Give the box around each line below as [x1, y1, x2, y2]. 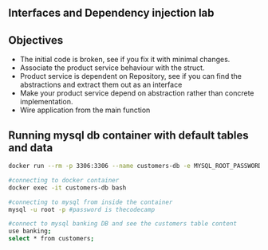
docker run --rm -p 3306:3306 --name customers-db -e [8, 162, 191, 170]
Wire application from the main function [19, 105, 151, 115]
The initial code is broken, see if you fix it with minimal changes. [19, 55, 231, 64]
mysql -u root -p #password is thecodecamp [8, 205, 156, 213]
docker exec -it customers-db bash [8, 183, 127, 192]
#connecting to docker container [8, 176, 120, 184]
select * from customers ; [8, 235, 94, 243]
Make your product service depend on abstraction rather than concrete [19, 88, 254, 98]
